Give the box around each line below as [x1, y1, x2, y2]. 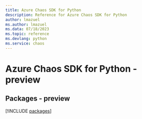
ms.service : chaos [5, 41, 45, 46]
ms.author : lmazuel [5, 22, 47, 27]
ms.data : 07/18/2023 [5, 27, 50, 32]
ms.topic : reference [5, 31, 50, 36]
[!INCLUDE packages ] [5, 108, 52, 114]
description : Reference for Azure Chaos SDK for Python [5, 12, 127, 17]
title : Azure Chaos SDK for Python [5, 7, 82, 13]
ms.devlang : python [5, 36, 47, 42]
